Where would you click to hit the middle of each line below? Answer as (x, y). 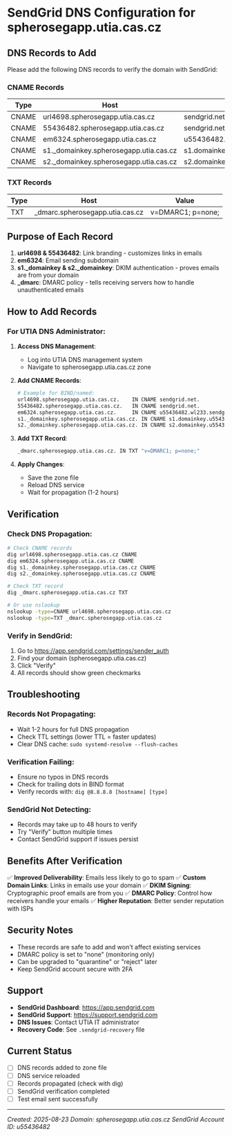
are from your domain (48, 275)
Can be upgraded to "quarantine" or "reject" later (87, 961)
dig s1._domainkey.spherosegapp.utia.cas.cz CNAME (81, 567)
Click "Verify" (37, 665)
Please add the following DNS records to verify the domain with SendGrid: (113, 69)
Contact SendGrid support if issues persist (78, 839)
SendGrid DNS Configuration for (101, 13)
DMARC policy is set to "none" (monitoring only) (86, 954)
